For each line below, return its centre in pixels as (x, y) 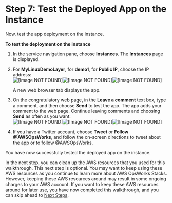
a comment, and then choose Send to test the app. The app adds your (87, 105)
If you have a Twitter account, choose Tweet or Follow (71, 132)
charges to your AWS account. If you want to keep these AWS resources (82, 184)
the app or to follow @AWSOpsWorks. (53, 143)
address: (22, 74)
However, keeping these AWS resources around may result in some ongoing (86, 179)
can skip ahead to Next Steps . (37, 195)
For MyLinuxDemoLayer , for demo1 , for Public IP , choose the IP (81, 69)
